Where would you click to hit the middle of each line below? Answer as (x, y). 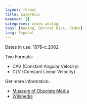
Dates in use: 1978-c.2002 (32, 47)
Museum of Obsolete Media (41, 91)
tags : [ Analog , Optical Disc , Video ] (44, 28)
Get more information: (28, 81)
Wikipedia (22, 96)
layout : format (21, 10)
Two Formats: (19, 57)
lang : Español (20, 33)
